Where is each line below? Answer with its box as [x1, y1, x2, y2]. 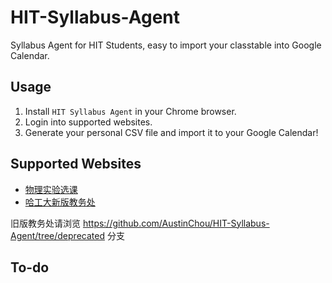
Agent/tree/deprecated [10, 229, 105, 241]
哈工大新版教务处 [24, 196, 96, 208]
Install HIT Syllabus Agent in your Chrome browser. [24, 105, 237, 117]
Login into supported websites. [24, 116, 153, 128]
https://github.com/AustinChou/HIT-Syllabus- [82, 217, 270, 229]
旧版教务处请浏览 [10, 217, 81, 229]
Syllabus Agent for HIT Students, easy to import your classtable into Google [10, 39, 322, 51]
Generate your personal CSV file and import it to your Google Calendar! [24, 126, 319, 138]
